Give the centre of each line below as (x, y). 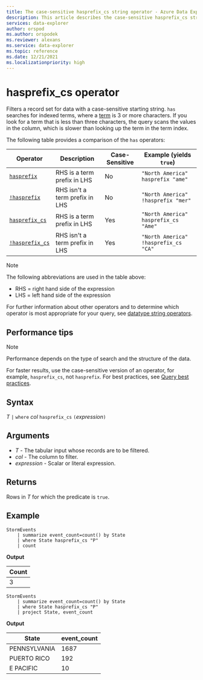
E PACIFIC (24, 668)
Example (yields (168, 155)
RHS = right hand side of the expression (65, 289)
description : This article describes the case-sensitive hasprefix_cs (97, 18)
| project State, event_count (55, 612)
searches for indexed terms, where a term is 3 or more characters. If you (97, 115)
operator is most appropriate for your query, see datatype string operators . (99, 313)
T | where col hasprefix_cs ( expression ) (56, 417)
